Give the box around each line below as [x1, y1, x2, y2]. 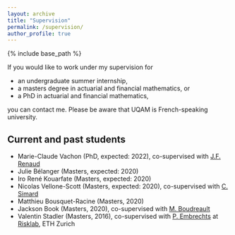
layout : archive [7, 10, 55, 18]
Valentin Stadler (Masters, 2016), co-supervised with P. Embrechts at [17, 212, 219, 221]
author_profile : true [7, 30, 71, 37]
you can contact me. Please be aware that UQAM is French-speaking [7, 105, 208, 114]
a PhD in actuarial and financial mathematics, [17, 92, 149, 100]
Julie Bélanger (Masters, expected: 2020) [17, 167, 139, 176]
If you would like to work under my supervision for [7, 63, 153, 71]
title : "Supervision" [7, 17, 71, 24]
